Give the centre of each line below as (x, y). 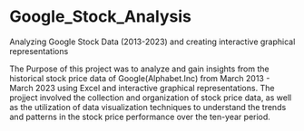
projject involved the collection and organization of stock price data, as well (151, 98)
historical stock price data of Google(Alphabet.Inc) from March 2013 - (140, 78)
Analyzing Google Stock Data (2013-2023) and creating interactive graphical (152, 42)
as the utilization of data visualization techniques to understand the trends (148, 107)
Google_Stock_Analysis (101, 17)
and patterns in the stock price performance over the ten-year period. (140, 117)
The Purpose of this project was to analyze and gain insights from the (139, 69)
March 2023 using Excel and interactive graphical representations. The (142, 88)
